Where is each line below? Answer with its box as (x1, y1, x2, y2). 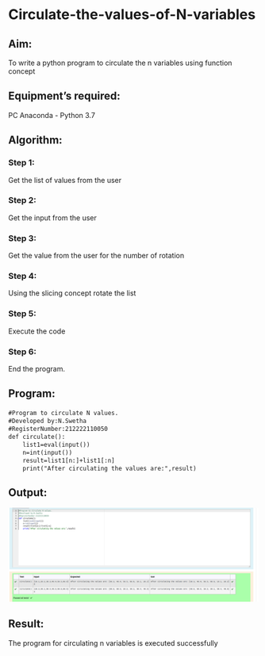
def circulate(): (8, 433, 66, 441)
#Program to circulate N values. (8, 409, 119, 417)
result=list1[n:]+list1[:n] (22, 456, 115, 464)
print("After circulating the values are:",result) (22, 464, 197, 472)
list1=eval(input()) (22, 441, 90, 448)
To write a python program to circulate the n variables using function (8, 58, 232, 67)
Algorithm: (8, 133, 63, 147)
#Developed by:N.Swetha (8, 417, 87, 425)
